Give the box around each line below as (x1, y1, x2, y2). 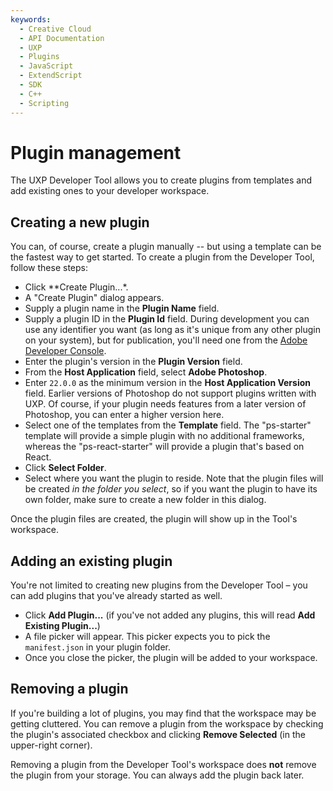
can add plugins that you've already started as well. (10, 590, 223, 602)
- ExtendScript (19, 71, 83, 81)
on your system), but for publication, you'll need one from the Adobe (24, 334, 308, 346)
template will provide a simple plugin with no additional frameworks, (24, 430, 305, 442)
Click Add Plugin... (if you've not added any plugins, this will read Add (24, 609, 316, 621)
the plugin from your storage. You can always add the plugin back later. (10, 769, 305, 781)
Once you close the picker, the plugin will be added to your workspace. (24, 652, 318, 664)
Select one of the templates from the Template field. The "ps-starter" (24, 419, 312, 431)
